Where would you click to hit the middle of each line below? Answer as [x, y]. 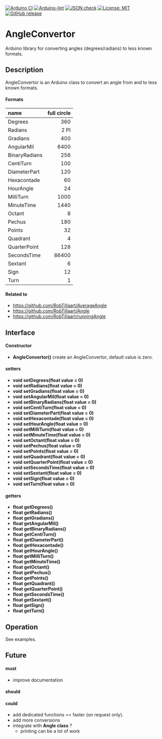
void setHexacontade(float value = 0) [53, 418]
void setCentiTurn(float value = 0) [50, 407]
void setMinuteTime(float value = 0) [52, 434]
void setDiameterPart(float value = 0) [53, 413]
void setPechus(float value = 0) [47, 446]
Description [24, 70]
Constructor [19, 346]
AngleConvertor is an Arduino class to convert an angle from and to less [81, 82]
